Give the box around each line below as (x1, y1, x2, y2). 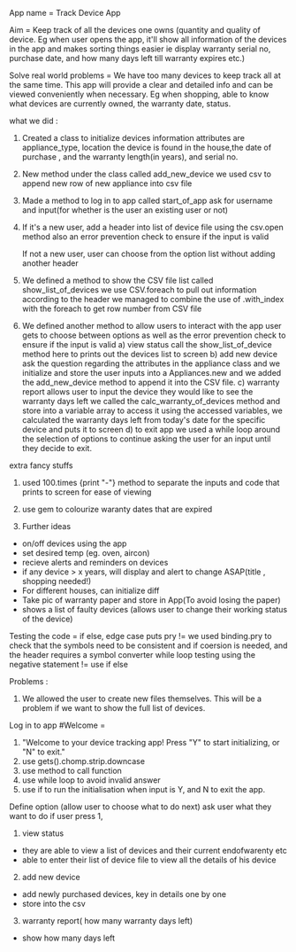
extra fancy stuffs (9, 460, 73, 471)
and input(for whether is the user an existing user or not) (21, 205, 228, 215)
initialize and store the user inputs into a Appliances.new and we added (21, 368, 282, 378)
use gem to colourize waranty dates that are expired (21, 504, 213, 514)
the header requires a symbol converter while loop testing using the (9, 650, 256, 659)
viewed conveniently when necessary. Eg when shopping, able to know (9, 89, 269, 99)
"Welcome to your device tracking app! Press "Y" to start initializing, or (21, 737, 280, 747)
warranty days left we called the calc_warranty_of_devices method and (21, 396, 281, 406)
